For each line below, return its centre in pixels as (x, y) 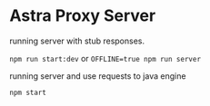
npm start (28, 92)
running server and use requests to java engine (98, 76)
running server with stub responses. (77, 41)
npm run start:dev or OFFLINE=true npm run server (105, 58)
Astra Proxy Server (83, 16)
